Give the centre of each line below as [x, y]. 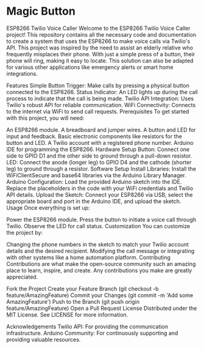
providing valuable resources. [44, 339]
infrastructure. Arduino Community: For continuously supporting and [92, 333]
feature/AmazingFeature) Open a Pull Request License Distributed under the [102, 308]
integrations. [22, 73]
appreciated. [22, 277]
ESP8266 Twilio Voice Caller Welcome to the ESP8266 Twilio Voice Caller [98, 28]
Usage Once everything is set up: [48, 208]
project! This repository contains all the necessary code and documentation [101, 34]
